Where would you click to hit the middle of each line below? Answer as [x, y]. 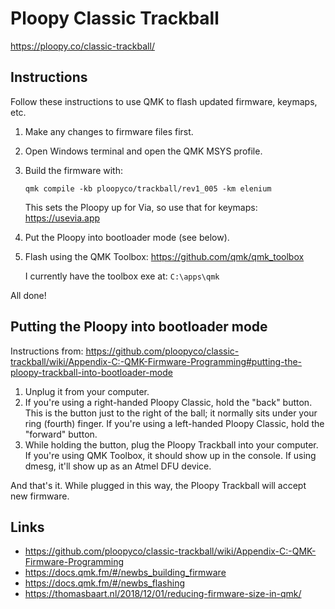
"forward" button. [61, 434]
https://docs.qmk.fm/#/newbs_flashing [104, 583]
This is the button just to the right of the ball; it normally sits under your [171, 413]
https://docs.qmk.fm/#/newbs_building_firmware [125, 573]
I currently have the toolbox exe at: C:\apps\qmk [122, 276]
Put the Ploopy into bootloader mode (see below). [127, 237]
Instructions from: [47, 351]
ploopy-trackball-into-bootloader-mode [91, 372]
